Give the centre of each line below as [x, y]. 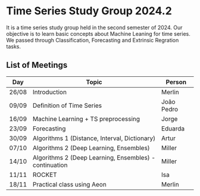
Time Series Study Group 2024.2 [89, 11]
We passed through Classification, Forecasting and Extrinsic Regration [93, 40]
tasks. [14, 46]
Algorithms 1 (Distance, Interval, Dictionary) [94, 138]
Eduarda [173, 128]
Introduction [50, 92]
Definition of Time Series [67, 105]
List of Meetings [37, 65]
